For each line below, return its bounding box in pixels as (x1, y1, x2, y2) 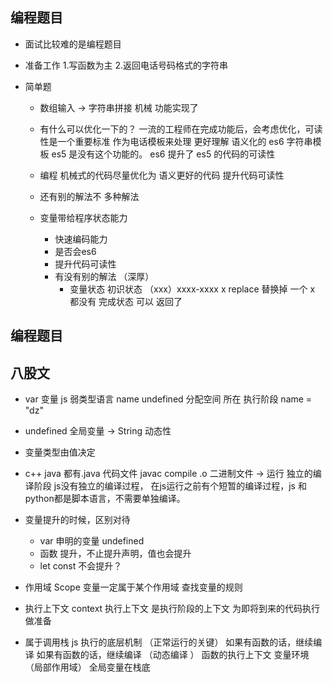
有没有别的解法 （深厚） (54, 270, 155, 282)
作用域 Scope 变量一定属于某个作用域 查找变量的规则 (24, 581, 243, 593)
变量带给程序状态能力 (39, 211, 128, 223)
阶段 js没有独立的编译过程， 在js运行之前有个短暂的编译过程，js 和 (33, 480, 307, 492)
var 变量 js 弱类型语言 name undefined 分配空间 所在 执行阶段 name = (24, 393, 313, 405)
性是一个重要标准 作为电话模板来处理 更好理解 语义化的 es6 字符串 (39, 135, 313, 147)
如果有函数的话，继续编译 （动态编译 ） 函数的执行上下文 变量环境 (36, 649, 310, 661)
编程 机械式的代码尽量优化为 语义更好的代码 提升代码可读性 (39, 169, 285, 181)
